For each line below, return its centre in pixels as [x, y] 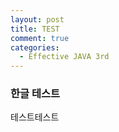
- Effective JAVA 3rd [64, 57]
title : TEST [35, 29]
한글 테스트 [35, 94]
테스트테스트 [35, 117]
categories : [35, 47]
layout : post [37, 19]
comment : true [40, 38]
